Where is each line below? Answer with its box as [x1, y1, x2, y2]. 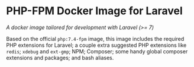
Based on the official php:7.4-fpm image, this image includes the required [6, 35, 185, 42]
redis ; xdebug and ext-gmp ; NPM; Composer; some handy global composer [6, 47, 188, 55]
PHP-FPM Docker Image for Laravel [6, 4, 183, 18]
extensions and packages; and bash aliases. [6, 54, 114, 61]
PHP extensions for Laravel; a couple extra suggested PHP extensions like [6, 42, 187, 49]
